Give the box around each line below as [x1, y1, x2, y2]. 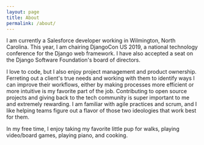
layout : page [6, 9, 40, 15]
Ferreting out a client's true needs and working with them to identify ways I [6, 74, 195, 82]
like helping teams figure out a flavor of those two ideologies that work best [6, 107, 197, 115]
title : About [6, 15, 40, 21]
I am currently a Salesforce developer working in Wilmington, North [6, 37, 176, 44]
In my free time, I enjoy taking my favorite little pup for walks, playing [6, 126, 180, 133]
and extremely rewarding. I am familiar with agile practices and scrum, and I [6, 101, 197, 108]
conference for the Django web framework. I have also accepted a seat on [6, 50, 194, 57]
